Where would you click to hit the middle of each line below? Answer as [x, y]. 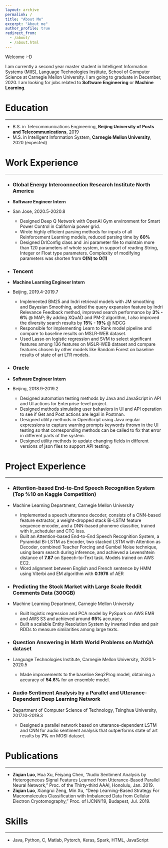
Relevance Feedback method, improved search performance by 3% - [91, 312]
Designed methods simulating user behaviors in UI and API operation [91, 409]
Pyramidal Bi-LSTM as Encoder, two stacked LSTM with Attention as [90, 541]
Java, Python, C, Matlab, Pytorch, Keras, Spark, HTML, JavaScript [80, 840]
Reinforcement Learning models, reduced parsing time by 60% [85, 237]
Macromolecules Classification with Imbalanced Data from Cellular [81, 796]
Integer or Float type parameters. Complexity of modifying [80, 253]
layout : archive [22, 10]
